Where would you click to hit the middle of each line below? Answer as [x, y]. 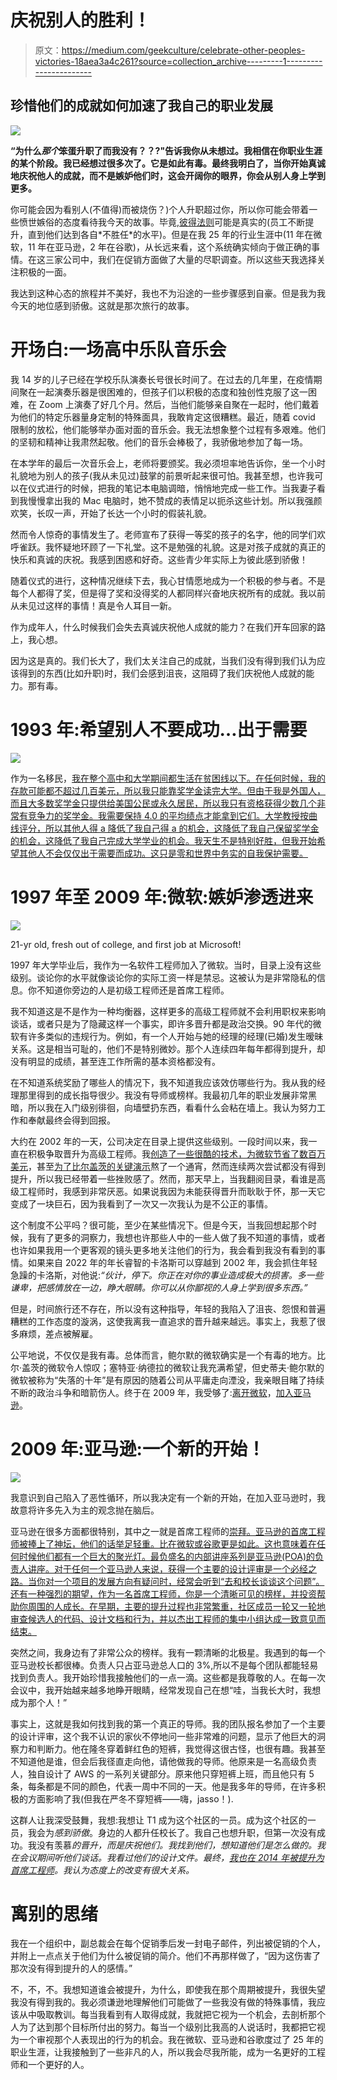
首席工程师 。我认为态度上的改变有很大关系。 [102, 1870]
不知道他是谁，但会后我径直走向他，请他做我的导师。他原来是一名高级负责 [163, 1761]
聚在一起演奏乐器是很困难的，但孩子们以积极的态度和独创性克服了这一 [163, 392]
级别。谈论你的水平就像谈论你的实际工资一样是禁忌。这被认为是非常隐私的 [163, 977]
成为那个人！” [39, 1702]
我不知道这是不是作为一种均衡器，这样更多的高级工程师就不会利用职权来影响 [168, 1011]
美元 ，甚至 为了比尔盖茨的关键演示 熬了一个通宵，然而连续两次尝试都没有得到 [168, 1166]
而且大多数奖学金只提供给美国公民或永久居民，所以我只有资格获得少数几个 [163, 803]
